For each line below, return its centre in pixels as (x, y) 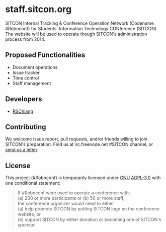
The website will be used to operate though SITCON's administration (76, 34)
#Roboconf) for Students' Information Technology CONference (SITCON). (81, 28)
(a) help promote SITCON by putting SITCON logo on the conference (89, 209)
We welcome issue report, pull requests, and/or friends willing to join (76, 139)
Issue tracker (26, 72)
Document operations (35, 67)
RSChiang (23, 111)
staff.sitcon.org (38, 9)
